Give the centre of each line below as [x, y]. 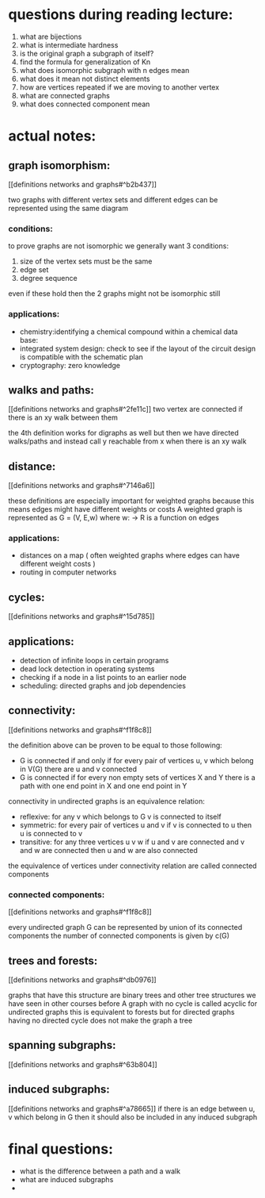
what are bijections [51, 36]
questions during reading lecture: [121, 15]
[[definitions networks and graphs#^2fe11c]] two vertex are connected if [125, 409]
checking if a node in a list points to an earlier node [103, 678]
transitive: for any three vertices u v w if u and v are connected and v [132, 842]
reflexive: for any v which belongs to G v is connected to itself [120, 816]
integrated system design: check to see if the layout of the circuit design [137, 348]
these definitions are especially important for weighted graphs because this [131, 501]
